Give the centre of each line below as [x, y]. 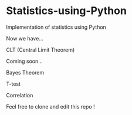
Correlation [20, 95]
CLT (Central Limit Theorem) [40, 50]
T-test [13, 84]
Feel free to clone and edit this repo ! [50, 106]
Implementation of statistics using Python [56, 27]
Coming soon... [24, 61]
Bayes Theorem [25, 72]
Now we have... [25, 38]
